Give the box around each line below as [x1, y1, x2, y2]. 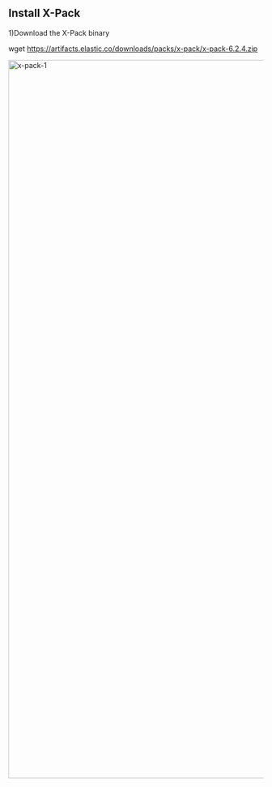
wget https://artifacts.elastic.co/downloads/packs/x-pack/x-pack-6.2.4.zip [8, 44, 258, 53]
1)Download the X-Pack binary [8, 28, 110, 37]
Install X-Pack [8, 6, 81, 20]
